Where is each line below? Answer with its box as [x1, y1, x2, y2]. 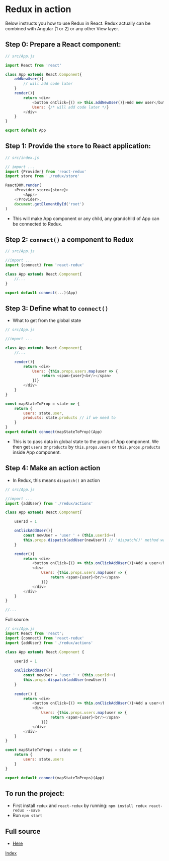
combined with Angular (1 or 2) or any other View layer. [5, 25, 119, 31]
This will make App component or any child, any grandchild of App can [12, 216, 159, 222]
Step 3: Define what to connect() [5, 304, 109, 312]
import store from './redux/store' [5, 174, 80, 179]
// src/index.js [5, 155, 39, 160]
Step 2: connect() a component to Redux [5, 235, 134, 244]
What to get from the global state [12, 317, 81, 324]
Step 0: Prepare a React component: [5, 40, 121, 49]
